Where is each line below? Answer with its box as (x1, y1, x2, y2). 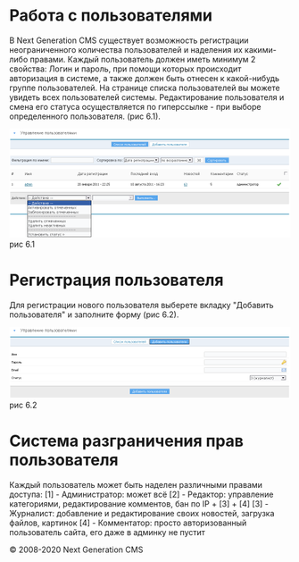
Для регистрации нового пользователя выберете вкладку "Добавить (9, 299, 274, 310)
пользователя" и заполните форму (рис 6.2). (9, 309, 179, 320)
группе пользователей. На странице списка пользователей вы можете (9, 82, 280, 93)
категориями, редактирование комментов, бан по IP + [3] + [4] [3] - (9, 498, 270, 509)
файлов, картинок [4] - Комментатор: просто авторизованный (9, 517, 247, 528)
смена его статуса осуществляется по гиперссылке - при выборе (9, 101, 262, 112)
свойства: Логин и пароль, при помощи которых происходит (9, 63, 242, 74)
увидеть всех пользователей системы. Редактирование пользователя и (9, 91, 285, 103)
